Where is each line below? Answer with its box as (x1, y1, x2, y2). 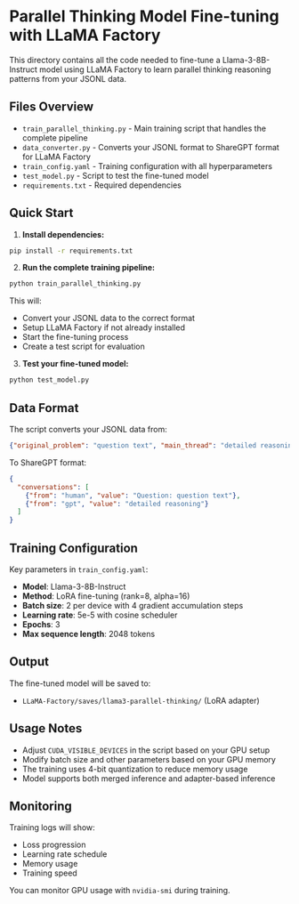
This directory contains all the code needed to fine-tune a (9, 54, 221, 65)
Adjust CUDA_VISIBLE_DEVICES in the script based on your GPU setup (21, 745, 271, 755)
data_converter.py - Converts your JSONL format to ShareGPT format (21, 141, 280, 152)
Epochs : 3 (21, 618, 61, 629)
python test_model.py (9, 375, 90, 384)
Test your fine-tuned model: (21, 359, 129, 369)
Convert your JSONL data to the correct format (21, 313, 196, 324)
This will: (9, 295, 42, 306)
